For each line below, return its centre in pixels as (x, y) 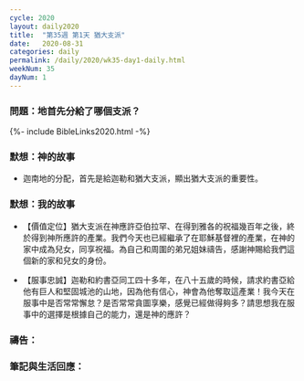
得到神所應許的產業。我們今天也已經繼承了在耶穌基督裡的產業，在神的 (162, 238)
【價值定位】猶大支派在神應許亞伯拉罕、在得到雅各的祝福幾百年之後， (155, 226)
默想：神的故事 (42, 156)
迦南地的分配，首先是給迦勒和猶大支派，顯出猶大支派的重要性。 (142, 178)
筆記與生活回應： (47, 366)
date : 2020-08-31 (47, 43)
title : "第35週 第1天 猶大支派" (68, 35)
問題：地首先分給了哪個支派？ (75, 111)
